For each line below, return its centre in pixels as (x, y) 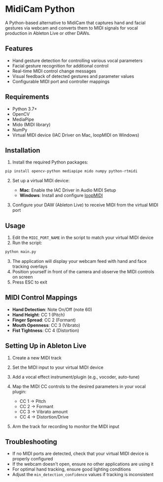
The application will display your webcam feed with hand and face (79, 261)
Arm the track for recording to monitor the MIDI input (66, 426)
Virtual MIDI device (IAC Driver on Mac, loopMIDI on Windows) (76, 135)
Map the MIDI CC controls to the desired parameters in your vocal (79, 386)
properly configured (33, 459)
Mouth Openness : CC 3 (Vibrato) (46, 325)
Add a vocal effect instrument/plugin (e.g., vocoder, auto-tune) (76, 377)
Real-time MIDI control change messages (54, 71)
